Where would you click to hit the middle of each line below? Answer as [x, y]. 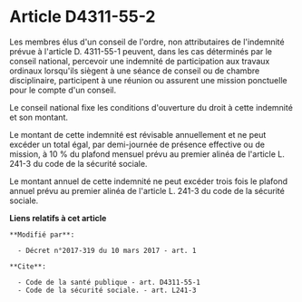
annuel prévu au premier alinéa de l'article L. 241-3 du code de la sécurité [147, 190]
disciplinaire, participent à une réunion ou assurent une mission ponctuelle [148, 80]
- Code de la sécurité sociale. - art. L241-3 [107, 290]
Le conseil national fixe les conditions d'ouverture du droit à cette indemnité [151, 107]
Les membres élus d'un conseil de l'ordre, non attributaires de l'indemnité [147, 42]
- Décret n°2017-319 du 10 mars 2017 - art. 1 [107, 250]
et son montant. [39, 117]
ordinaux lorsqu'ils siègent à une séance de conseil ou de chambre [135, 71]
